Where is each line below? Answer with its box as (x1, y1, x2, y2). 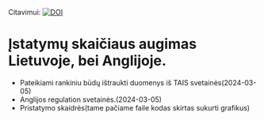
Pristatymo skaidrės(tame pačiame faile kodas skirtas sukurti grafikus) (19, 103, 251, 112)
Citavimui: (8, 8, 41, 17)
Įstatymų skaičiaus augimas (8, 36, 197, 53)
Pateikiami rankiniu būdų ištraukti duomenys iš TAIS (19, 77, 189, 87)
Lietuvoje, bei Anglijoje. (8, 52, 166, 70)
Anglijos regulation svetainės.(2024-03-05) (19, 95, 163, 104)
